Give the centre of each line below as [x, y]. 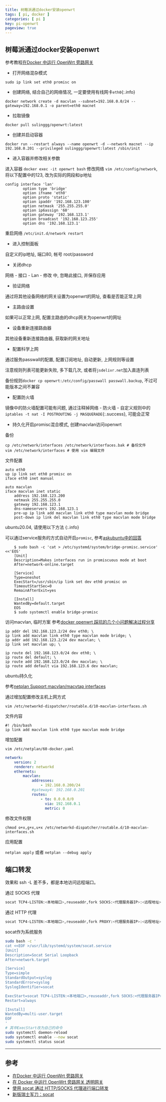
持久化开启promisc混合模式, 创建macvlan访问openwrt [67, 424]
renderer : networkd [34, 767]
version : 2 [25, 762]
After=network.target [27, 960]
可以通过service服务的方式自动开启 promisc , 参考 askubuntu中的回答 [73, 537]
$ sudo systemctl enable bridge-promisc [56, 612]
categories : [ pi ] [25, 19]
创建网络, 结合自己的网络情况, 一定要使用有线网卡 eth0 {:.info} [74, 92]
